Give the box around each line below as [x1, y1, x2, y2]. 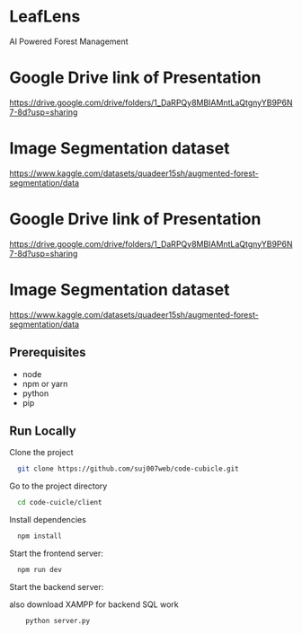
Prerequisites [9, 345, 86, 360]
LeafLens [9, 6, 81, 27]
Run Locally [9, 423, 76, 438]
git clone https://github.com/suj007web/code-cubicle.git [17, 464, 240, 473]
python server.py [25, 616, 91, 625]
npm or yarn [22, 378, 68, 389]
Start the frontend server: [9, 548, 103, 559]
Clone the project [9, 447, 74, 458]
